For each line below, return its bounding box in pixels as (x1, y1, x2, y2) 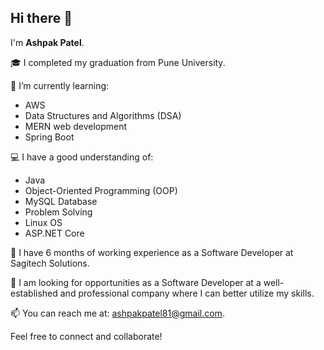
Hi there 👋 (10, 10, 73, 27)
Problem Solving (24, 206, 93, 218)
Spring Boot (24, 131, 75, 143)
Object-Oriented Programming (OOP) (24, 184, 178, 196)
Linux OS (24, 216, 63, 228)
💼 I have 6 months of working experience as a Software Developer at (10, 246, 294, 258)
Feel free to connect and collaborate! (10, 330, 163, 342)
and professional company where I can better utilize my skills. (59, 287, 315, 299)
